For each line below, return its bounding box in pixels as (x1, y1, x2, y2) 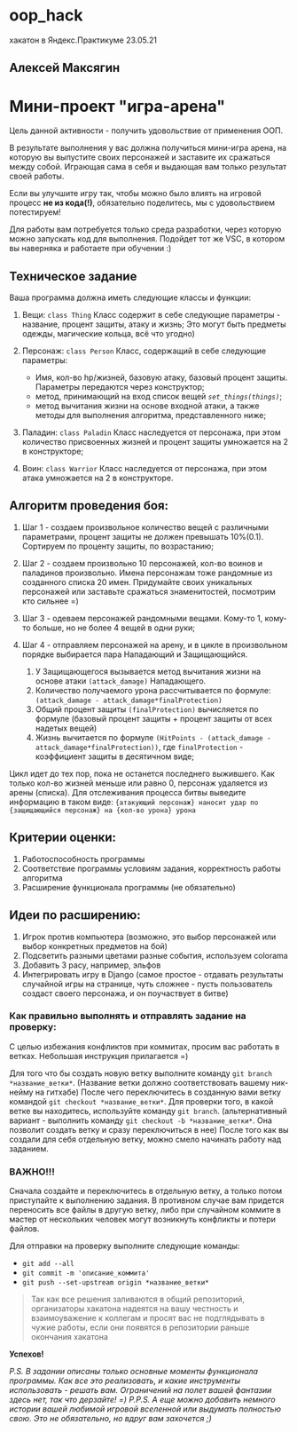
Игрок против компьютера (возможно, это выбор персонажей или (21, 931, 277, 942)
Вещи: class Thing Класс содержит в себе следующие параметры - (21, 310, 281, 320)
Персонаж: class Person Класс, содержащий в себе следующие (21, 345, 267, 356)
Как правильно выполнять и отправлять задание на (9, 1009, 246, 1022)
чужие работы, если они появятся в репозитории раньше (30, 1322, 250, 1333)
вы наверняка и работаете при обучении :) (9, 243, 172, 254)
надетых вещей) (35, 723, 98, 733)
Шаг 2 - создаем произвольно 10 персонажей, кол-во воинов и (21, 558, 263, 568)
